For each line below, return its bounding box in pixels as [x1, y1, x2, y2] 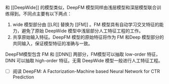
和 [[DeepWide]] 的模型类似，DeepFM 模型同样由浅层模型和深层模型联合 [5, 5, 157, 10]
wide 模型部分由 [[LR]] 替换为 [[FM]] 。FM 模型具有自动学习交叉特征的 [12, 22, 159, 27]
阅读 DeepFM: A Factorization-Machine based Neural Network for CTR [12, 68, 160, 74]
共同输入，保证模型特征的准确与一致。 [12, 40, 93, 47]
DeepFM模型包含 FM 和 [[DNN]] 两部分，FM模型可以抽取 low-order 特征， [5, 51, 160, 57]
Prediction [12, 74, 34, 80]
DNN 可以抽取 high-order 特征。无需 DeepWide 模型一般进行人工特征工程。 [5, 58, 163, 63]
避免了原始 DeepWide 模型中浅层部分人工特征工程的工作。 [21, 28, 143, 34]
